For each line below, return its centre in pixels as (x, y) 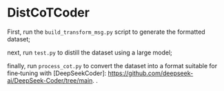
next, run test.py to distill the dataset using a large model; (90, 52)
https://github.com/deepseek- (151, 73)
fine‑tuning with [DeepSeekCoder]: (57, 73)
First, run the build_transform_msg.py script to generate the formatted (106, 32)
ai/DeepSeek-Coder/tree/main (50, 80)
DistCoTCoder (48, 13)
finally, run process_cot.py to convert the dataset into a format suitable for (112, 65)
